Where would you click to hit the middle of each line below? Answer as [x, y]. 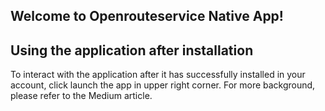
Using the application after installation [132, 50]
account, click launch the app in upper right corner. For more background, [163, 85]
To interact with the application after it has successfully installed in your [158, 75]
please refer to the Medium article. [81, 96]
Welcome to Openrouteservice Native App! [147, 16]
